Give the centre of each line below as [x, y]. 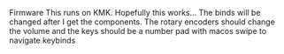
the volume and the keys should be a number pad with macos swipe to [138, 31]
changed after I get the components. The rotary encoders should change [142, 22]
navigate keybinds [42, 40]
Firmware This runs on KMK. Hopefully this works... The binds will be [135, 13]
